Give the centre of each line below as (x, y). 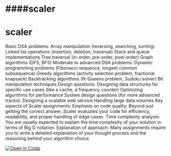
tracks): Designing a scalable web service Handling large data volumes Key (84, 100)
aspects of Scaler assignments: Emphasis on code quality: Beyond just (79, 106)
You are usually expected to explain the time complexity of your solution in (83, 122)
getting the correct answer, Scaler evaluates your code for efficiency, (78, 111)
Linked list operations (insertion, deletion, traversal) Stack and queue (78, 52)
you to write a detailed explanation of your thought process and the (76, 133)
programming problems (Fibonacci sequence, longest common (71, 68)
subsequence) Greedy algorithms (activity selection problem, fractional (80, 73)
